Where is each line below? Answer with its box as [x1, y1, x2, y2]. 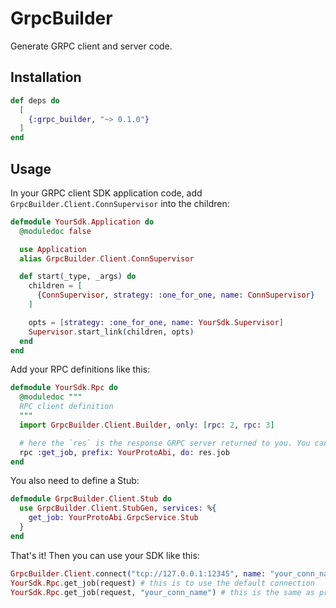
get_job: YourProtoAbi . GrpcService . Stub [28, 513, 199, 523]
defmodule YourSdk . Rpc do [10, 383, 118, 393]
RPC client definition [19, 402, 114, 412]
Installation [10, 69, 82, 86]
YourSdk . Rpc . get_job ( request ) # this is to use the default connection [10, 578, 315, 588]
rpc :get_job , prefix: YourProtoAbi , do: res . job [19, 447, 230, 457]
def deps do [10, 95, 60, 106]
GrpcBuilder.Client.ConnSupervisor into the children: [10, 197, 230, 209]
